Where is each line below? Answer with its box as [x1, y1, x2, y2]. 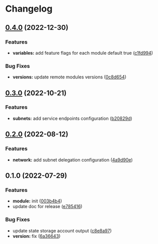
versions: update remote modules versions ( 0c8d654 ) [12, 74, 127, 80]
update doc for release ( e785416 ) [12, 204, 83, 210]
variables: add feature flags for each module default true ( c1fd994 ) [12, 50, 153, 56]
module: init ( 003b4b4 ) [12, 198, 62, 204]
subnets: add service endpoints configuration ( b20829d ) [12, 115, 133, 121]
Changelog [5, 3, 53, 15]
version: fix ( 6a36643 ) [12, 233, 61, 239]
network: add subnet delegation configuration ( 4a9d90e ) [12, 156, 133, 162]
